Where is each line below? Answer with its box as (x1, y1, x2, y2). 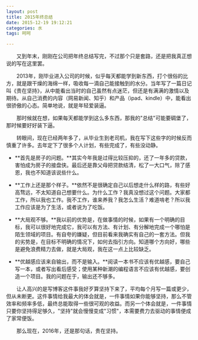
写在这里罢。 (16, 60, 48, 67)
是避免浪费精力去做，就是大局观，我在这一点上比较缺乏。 (14, 246, 154, 253)
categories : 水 (6, 25, 42, 31)
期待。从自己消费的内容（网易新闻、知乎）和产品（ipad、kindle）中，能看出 (6, 95, 192, 102)
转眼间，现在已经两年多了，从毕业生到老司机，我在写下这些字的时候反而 (16, 134, 192, 141)
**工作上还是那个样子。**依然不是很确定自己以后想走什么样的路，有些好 (14, 181, 190, 189)
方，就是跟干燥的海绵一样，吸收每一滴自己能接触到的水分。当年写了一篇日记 (6, 80, 192, 87)
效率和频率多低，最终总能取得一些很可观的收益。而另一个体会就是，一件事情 (6, 300, 192, 307)
